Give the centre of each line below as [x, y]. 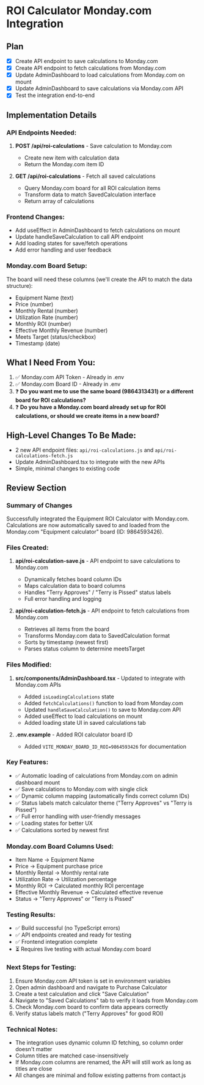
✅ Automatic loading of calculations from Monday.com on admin [97, 775]
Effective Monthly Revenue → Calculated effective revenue [89, 892]
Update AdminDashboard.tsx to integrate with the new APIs [90, 462]
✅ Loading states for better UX [54, 823]
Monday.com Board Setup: [47, 266]
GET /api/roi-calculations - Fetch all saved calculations [85, 176]
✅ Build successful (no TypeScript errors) [67, 928]
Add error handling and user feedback [63, 250]
